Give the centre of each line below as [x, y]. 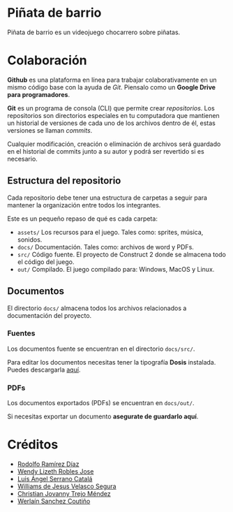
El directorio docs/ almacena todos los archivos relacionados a [97, 308]
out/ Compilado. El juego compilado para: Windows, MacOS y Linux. [116, 269]
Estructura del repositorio [64, 181]
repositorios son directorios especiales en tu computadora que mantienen [113, 115]
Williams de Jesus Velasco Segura [67, 486]
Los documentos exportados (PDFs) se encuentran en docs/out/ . [101, 403]
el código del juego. [46, 262]
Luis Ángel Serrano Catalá [55, 479]
